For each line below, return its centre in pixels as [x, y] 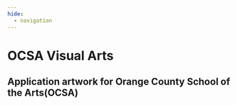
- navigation [33, 21]
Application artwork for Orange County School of [119, 82]
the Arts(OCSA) [43, 93]
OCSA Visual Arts [60, 56]
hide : [15, 14]
